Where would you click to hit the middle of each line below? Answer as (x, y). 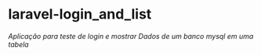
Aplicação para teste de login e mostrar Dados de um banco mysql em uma (131, 36)
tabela (18, 44)
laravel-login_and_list (80, 14)
